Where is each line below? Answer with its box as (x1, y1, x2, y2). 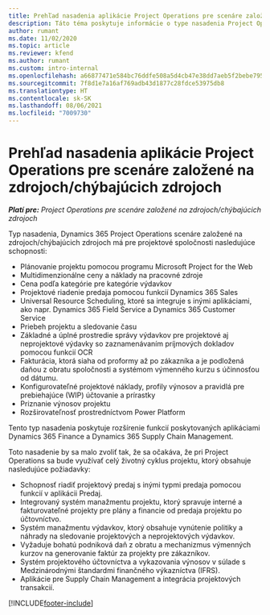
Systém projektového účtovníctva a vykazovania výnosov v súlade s (19, 557, 247, 567)
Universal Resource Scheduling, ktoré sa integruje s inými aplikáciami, (19, 296, 252, 305)
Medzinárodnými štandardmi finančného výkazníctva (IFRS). (19, 565, 221, 575)
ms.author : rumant (8, 57, 70, 65)
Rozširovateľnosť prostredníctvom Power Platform (19, 407, 186, 417)
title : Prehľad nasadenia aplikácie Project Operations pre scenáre (8, 11, 243, 20)
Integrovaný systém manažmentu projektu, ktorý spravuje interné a (19, 497, 243, 506)
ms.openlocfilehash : (8, 72, 78, 80)
